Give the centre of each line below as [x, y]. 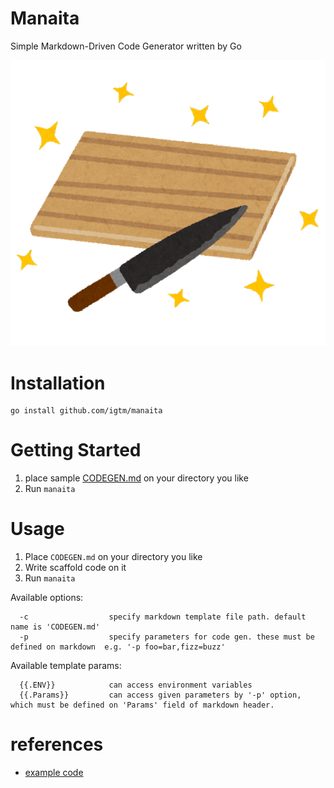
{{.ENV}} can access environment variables [136, 685]
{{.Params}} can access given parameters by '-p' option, [160, 695]
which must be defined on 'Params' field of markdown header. [142, 705]
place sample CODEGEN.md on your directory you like [136, 478]
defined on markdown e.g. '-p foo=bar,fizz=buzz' [118, 647]
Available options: [47, 598]
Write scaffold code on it [75, 568]
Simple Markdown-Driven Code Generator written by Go [126, 46]
